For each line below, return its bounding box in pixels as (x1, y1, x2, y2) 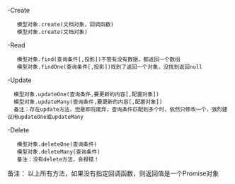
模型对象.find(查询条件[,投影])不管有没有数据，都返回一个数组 (16, 56, 180, 63)
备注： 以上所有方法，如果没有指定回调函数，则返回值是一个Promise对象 (7, 169, 219, 178)
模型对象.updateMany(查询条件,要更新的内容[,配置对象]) (13, 98, 163, 105)
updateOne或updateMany (17, 113, 84, 120)
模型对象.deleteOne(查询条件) (16, 141, 98, 148)
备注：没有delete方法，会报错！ (16, 156, 100, 163)
